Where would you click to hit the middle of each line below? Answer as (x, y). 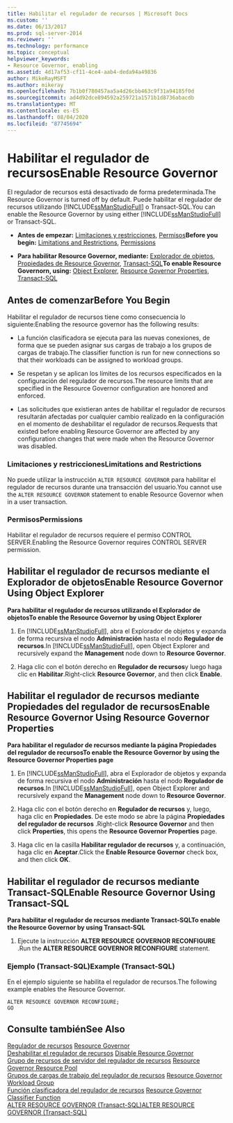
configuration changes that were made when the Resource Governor (115, 439)
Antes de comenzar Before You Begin (89, 300)
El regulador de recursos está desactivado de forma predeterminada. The (112, 192)
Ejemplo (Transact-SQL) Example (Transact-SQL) (91, 966)
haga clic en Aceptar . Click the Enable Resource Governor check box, (118, 852)
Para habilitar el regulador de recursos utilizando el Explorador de (104, 610)
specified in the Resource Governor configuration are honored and (113, 388)
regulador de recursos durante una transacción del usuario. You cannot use (115, 487)
